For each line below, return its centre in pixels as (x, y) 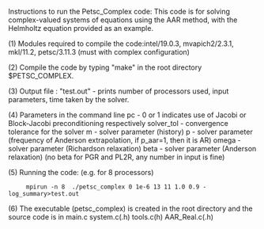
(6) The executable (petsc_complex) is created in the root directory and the (130, 208)
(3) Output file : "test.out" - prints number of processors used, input (119, 91)
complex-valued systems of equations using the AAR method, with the (123, 20)
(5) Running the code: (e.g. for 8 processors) (81, 172)
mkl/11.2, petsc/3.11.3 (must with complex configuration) (99, 52)
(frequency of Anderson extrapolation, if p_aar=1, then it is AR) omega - (124, 140)
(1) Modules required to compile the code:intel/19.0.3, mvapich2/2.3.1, (121, 44)
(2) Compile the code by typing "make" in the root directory (105, 67)
